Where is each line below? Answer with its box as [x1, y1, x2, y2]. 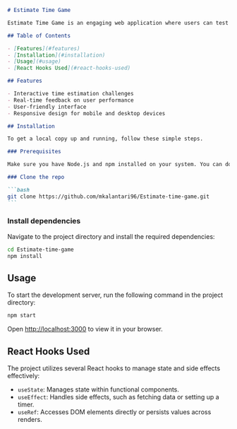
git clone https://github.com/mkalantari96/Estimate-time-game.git [7, 193, 210, 200]
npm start [7, 312, 37, 319]
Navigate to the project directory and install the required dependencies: [7, 232, 215, 240]
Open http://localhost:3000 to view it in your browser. [7, 325, 164, 334]
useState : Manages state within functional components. [17, 385, 180, 394]
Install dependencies [7, 216, 81, 226]
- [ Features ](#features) [7, 45, 80, 52]
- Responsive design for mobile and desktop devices [7, 110, 166, 117]
